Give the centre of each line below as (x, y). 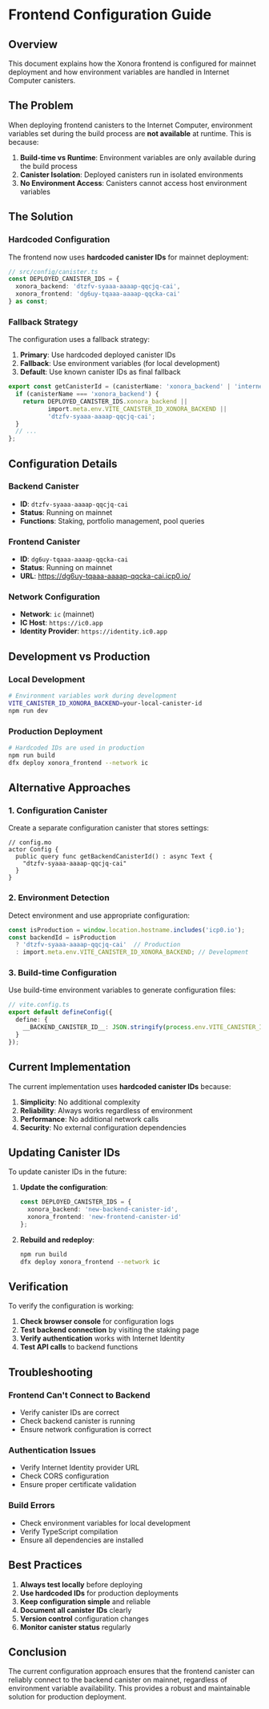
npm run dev (28, 710)
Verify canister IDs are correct (70, 1413)
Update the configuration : (64, 1188)
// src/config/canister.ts (53, 271)
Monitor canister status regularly (75, 1627)
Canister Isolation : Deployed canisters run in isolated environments (131, 175)
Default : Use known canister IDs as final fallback (100, 372)
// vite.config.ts (39, 1005)
